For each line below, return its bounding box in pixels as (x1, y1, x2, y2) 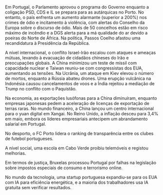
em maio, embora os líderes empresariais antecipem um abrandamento (5, 116, 148, 122)
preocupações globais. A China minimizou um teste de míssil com (5, 60, 137, 66)
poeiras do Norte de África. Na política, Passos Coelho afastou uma (5, 35, 141, 41)
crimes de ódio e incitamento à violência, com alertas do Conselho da (5, 19, 145, 25)
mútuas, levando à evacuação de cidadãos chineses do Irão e (5, 55, 129, 60)
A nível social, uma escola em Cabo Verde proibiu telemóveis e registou (5, 145, 148, 151)
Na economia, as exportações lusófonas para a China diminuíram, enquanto (5, 95, 157, 101)
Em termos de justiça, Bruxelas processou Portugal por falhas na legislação (5, 160, 157, 165)
